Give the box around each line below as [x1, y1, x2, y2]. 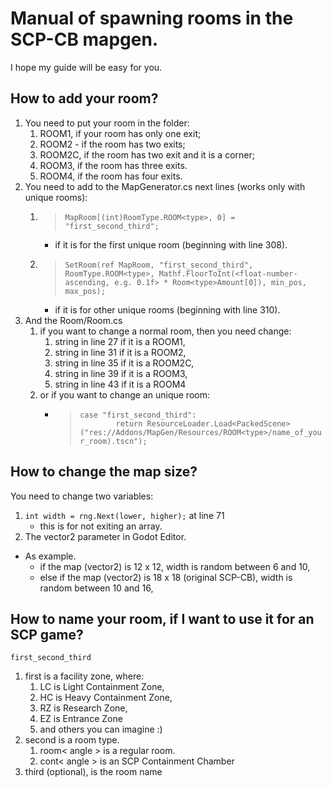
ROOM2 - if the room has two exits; [39, 138, 186, 150]
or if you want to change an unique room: [39, 388, 210, 401]
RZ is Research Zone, [39, 702, 128, 714]
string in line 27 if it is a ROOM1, [54, 335, 186, 347]
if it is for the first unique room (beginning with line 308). [54, 238, 288, 251]
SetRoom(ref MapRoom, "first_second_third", [64, 260, 254, 270]
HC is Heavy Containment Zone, [39, 692, 173, 704]
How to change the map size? [10, 463, 198, 481]
